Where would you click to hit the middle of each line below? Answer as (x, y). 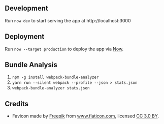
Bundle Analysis (31, 65)
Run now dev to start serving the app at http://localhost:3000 (68, 20)
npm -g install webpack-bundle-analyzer (55, 77)
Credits (17, 104)
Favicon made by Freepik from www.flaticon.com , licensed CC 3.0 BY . (86, 116)
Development (27, 8)
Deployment (25, 37)
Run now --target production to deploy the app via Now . (64, 49)
